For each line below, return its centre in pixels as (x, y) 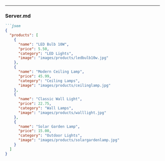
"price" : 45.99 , (35, 76)
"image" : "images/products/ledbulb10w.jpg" (63, 58)
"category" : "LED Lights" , (46, 54)
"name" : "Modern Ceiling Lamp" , (51, 72)
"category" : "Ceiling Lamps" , (49, 81)
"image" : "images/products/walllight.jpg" (62, 113)
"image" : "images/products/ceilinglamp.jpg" (64, 85)
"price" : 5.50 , (34, 49)
